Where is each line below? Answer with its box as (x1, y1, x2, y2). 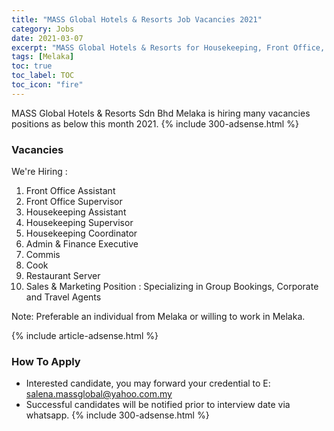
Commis (25, 249, 61, 261)
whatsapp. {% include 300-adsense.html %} (25, 409, 210, 421)
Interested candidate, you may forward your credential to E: (25, 377, 271, 390)
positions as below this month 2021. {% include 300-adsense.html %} (11, 117, 299, 130)
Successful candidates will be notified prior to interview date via (25, 399, 291, 411)
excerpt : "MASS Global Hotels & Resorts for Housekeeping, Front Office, (11, 42, 326, 53)
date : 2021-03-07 (11, 33, 84, 43)
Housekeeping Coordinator (25, 227, 138, 240)
